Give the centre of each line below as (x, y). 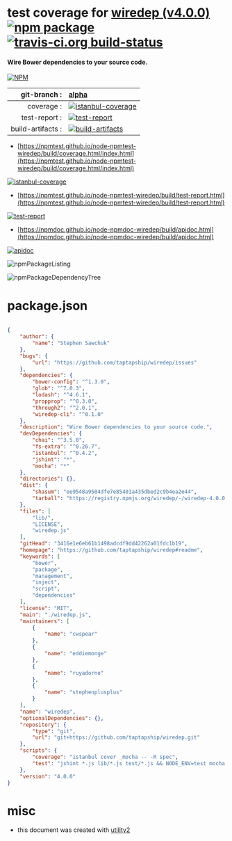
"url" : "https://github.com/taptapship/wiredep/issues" (115, 362)
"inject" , (46, 582)
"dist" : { (34, 486)
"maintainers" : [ (45, 621)
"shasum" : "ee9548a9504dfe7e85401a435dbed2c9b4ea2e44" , (115, 492)
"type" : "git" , (54, 731)
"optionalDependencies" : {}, (62, 718)
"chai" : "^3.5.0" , (59, 440)
